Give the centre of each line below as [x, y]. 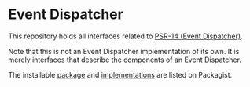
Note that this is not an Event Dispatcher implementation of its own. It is [124, 51]
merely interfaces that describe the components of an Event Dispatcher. [125, 60]
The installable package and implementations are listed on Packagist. [120, 74]
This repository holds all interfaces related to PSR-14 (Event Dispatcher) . [125, 36]
